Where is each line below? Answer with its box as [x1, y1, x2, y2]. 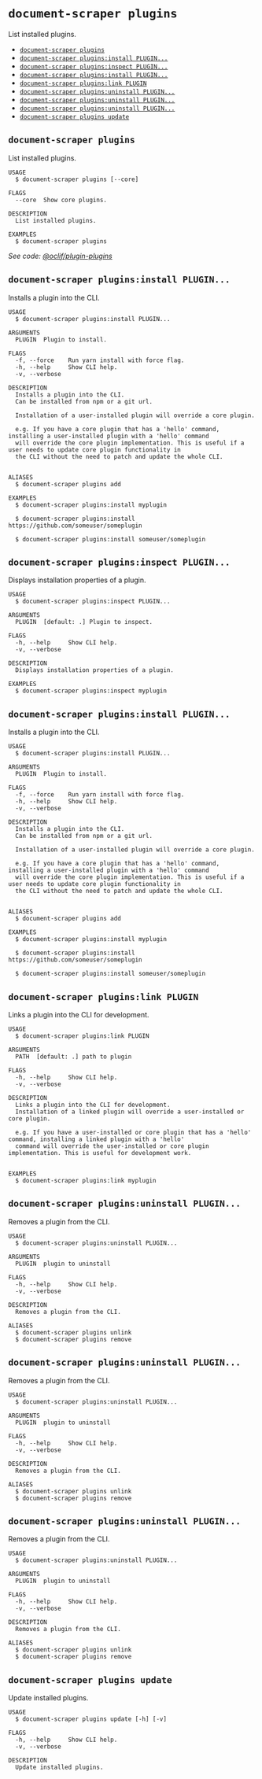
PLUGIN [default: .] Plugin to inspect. [15, 618, 153, 626]
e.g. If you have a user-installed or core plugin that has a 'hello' [15, 1128, 252, 1136]
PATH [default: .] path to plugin [15, 1053, 132, 1061]
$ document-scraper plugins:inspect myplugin [15, 687, 168, 695]
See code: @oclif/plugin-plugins [8, 251, 113, 260]
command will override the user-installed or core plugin [15, 1142, 210, 1150]
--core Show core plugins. [15, 196, 108, 204]
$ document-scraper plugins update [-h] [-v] [15, 1715, 168, 1723]
